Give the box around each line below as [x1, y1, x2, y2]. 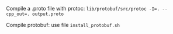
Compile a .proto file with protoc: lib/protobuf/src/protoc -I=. [6, 5, 160, 12]
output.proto [32, 11, 64, 17]
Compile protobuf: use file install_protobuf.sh [6, 22, 120, 28]
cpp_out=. [6, 11, 30, 17]
